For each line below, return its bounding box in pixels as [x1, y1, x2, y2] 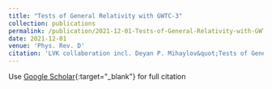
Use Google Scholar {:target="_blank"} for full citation [8, 72, 186, 81]
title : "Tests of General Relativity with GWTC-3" [8, 11, 183, 20]
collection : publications [8, 19, 96, 28]
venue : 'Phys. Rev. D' [8, 42, 85, 50]
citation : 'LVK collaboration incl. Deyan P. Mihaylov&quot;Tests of [8, 49, 249, 57]
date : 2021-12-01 [8, 34, 67, 43]
